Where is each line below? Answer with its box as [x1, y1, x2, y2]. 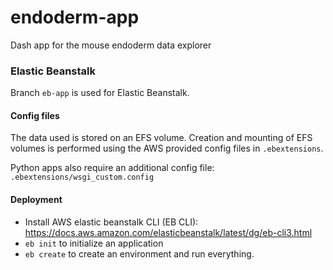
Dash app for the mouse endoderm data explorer [10, 39, 212, 51]
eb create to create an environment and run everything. [24, 247, 255, 260]
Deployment [10, 194, 63, 206]
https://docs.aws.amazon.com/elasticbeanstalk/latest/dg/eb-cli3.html [24, 226, 313, 238]
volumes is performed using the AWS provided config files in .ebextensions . [10, 142, 324, 155]
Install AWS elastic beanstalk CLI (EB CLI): [24, 216, 199, 228]
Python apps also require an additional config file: [10, 162, 215, 174]
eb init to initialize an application [24, 237, 164, 249]
